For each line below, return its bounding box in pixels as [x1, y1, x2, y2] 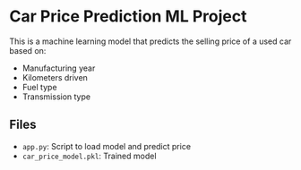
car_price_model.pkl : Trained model [21, 150, 157, 161]
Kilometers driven [21, 72, 88, 82]
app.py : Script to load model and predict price [21, 140, 191, 151]
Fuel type [21, 81, 57, 92]
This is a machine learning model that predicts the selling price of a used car [9, 36, 292, 47]
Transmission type [21, 91, 91, 102]
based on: [9, 45, 47, 55]
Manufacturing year [21, 63, 96, 73]
